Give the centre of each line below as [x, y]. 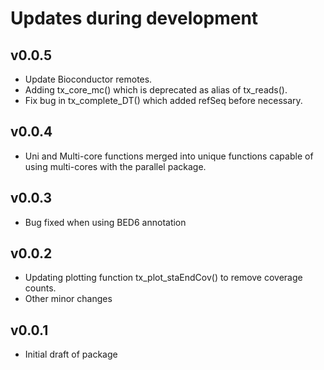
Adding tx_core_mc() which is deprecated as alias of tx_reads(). [156, 90]
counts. [40, 288]
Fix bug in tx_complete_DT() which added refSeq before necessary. [163, 100]
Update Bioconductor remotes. [88, 79]
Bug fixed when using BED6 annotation [105, 222]
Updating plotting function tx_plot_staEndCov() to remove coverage [163, 278]
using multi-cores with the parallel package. [115, 166]
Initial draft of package [71, 354]
